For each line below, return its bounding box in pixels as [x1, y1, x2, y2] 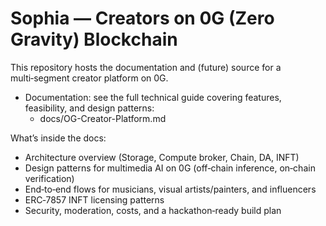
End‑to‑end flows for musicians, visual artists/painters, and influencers [24, 183, 317, 195]
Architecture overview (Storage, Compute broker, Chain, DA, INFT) [24, 151, 300, 163]
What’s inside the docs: [10, 132, 107, 144]
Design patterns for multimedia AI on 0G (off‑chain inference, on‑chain [24, 162, 316, 174]
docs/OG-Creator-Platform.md [39, 112, 167, 124]
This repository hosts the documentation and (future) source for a [10, 61, 282, 73]
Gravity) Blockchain [10, 28, 178, 51]
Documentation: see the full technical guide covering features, [24, 91, 282, 103]
